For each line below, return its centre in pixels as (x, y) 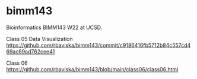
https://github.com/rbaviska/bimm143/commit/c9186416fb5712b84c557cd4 (99, 45)
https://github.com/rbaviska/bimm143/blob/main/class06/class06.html (92, 69)
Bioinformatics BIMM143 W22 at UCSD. (54, 27)
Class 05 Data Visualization (39, 39)
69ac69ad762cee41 (31, 51)
